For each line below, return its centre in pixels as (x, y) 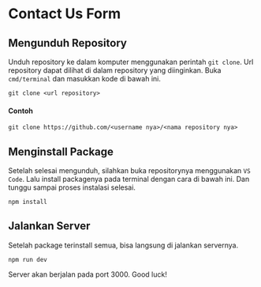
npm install (28, 202)
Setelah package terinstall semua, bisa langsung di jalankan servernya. (123, 245)
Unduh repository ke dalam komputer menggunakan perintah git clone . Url (131, 62)
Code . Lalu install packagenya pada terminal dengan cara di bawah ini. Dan (129, 179)
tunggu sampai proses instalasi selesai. (72, 187)
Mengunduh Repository (68, 43)
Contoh (21, 111)
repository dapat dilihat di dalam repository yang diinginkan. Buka (115, 70)
